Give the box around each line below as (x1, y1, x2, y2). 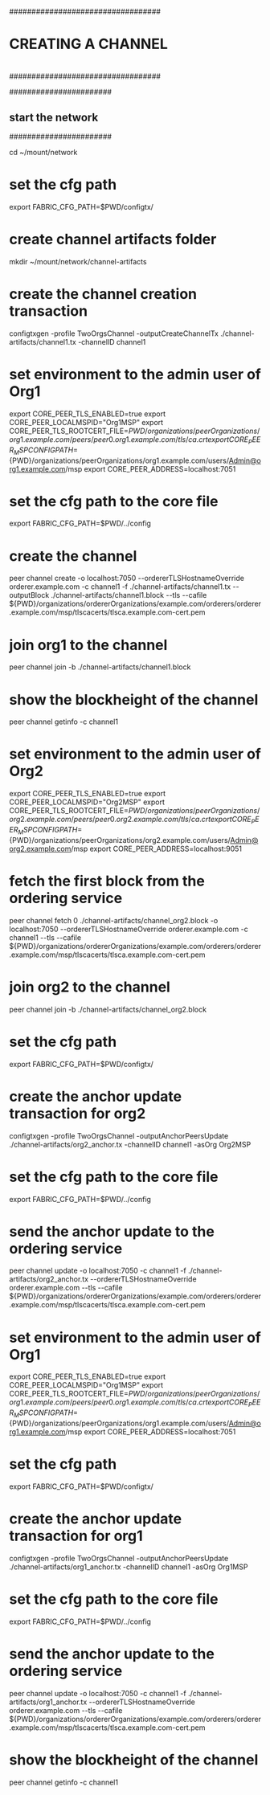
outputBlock (9, 591, 50, 600)
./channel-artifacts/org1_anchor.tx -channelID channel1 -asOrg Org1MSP (9, 1562, 248, 1572)
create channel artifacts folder (9, 231, 217, 248)
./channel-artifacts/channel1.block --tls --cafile (51, 591, 207, 600)
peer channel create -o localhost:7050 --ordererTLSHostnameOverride (9, 574, 244, 583)
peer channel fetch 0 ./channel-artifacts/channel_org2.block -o (9, 915, 219, 925)
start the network (9, 110, 99, 124)
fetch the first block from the (9, 872, 206, 890)
